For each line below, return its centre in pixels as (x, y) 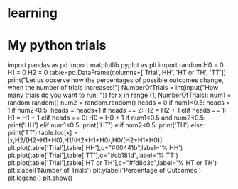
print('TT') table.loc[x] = (43, 133)
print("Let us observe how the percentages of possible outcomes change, (115, 80)
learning (33, 13)
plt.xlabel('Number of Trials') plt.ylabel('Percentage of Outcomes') (104, 171)
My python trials (57, 46)
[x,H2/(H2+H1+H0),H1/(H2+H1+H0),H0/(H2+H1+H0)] (85, 140)
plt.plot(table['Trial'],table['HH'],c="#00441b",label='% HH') (95, 148)
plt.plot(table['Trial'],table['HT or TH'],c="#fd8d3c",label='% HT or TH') (112, 163)
